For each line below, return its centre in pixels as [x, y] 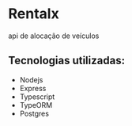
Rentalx [34, 14]
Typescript [37, 97]
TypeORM [36, 105]
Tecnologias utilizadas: [66, 61]
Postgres [34, 113]
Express [33, 88]
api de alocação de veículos [54, 36]
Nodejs [31, 79]
